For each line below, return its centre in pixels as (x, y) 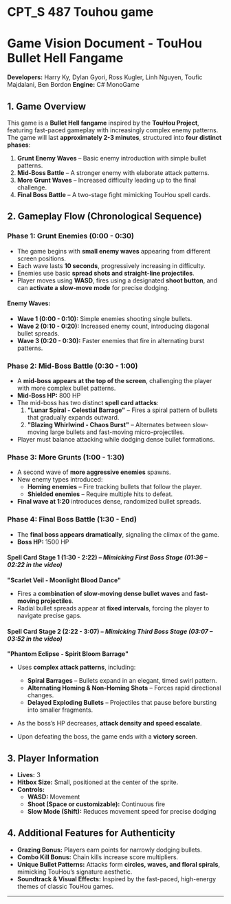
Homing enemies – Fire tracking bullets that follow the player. (114, 487)
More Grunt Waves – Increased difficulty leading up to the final (107, 180)
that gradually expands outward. (73, 418)
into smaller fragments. (60, 710)
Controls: (31, 789)
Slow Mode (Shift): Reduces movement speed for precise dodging (122, 811)
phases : (19, 145)
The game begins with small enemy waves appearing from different (114, 251)
